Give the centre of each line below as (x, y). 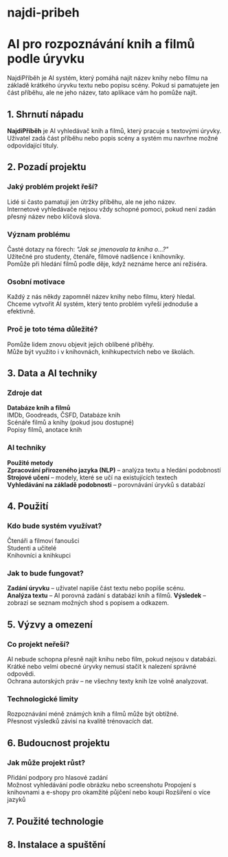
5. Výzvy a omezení (50, 624)
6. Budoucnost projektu (58, 743)
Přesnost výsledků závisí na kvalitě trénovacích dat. (80, 721)
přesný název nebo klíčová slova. (54, 216)
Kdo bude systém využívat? (55, 526)
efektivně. (21, 311)
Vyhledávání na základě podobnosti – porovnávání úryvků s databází (106, 484)
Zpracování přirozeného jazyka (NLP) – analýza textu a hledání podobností (114, 470)
